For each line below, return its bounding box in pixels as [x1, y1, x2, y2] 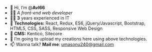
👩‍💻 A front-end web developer [9, 10, 73, 16]
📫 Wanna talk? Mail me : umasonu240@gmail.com [9, 42, 114, 47]
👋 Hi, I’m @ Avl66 [9, 5, 45, 10]
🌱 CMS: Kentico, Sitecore [9, 31, 62, 36]
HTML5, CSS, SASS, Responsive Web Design [9, 26, 103, 31]
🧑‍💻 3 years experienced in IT [9, 15, 70, 21]
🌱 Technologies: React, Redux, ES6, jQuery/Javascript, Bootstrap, [9, 20, 146, 26]
